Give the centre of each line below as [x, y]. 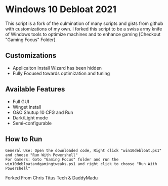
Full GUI [21, 101]
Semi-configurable [32, 123]
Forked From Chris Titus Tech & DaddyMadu [52, 178]
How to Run [24, 139]
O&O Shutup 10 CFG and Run [43, 112]
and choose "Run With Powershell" [42, 155]
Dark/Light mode [30, 117]
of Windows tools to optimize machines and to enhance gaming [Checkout [83, 34]
